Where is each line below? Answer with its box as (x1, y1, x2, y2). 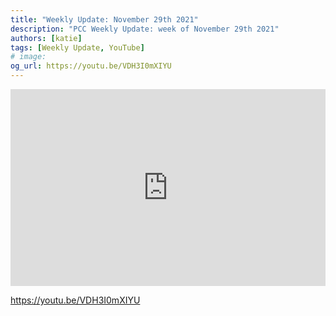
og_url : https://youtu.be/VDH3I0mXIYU (10, 61, 172, 71)
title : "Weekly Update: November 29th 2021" (10, 14, 199, 25)
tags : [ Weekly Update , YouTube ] (10, 42, 145, 53)
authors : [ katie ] (10, 33, 83, 43)
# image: (10, 52, 47, 62)
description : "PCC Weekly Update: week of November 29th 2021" (10, 24, 280, 34)
